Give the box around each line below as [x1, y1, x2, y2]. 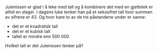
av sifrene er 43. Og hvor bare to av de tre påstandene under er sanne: [5, 14, 146, 20]
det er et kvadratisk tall [12, 23, 58, 29]
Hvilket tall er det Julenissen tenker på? [5, 43, 84, 48]
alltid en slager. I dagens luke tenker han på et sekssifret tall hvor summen [5, 9, 153, 15]
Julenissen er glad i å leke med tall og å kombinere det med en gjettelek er [5, 4, 153, 10]
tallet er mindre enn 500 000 [12, 33, 69, 39]
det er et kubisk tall [12, 29, 51, 34]
